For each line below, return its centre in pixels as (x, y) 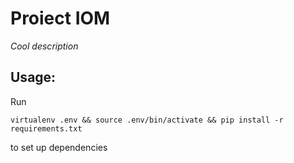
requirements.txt (46, 128)
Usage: (33, 77)
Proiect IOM (60, 18)
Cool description (44, 46)
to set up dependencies (59, 147)
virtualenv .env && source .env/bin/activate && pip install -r (147, 120)
